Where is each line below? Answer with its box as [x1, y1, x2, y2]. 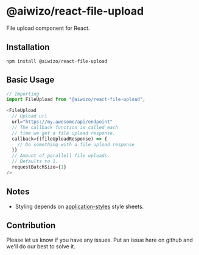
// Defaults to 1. [12, 158, 59, 165]
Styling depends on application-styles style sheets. [15, 203, 144, 210]
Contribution [6, 220, 56, 231]
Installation [6, 42, 50, 52]
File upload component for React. [6, 24, 90, 32]
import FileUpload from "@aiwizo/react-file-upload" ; [6, 96, 146, 103]
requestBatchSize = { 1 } [12, 164, 67, 170]
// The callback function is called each [12, 124, 119, 130]
